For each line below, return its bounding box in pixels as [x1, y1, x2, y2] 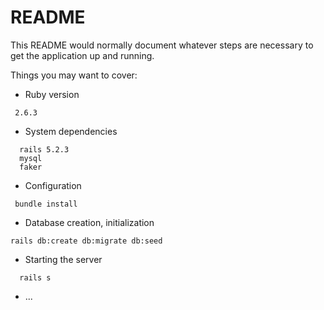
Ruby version [24, 88, 80, 100]
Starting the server [24, 253, 103, 265]
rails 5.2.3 [19, 144, 70, 155]
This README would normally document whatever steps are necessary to [10, 39, 314, 51]
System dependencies [24, 125, 118, 137]
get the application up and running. [10, 49, 155, 61]
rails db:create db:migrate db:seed [10, 236, 163, 246]
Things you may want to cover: [10, 69, 138, 81]
